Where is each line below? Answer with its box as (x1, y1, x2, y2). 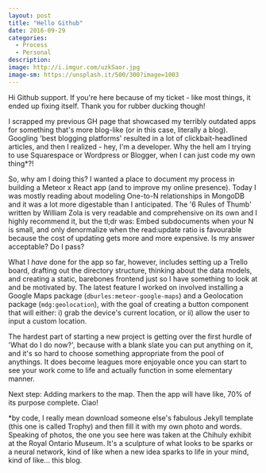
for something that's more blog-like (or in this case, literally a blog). (8, 125, 229, 134)
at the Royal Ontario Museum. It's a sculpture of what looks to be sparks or (8, 438, 253, 448)
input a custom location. (8, 316, 87, 326)
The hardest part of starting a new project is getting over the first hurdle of (8, 331, 253, 341)
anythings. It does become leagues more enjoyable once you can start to (8, 357, 248, 366)
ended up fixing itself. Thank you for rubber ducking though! (8, 101, 206, 110)
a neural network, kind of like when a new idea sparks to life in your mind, (8, 447, 249, 456)
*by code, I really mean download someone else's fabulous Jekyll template (8, 413, 254, 422)
